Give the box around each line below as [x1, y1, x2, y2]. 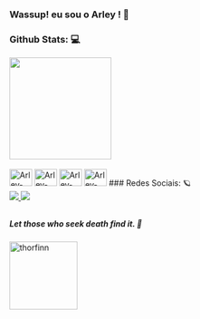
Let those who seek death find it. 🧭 [9, 217, 143, 229]
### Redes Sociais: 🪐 [108, 178, 192, 188]
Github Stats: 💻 [9, 33, 81, 45]
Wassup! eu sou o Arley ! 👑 [9, 8, 129, 21]
